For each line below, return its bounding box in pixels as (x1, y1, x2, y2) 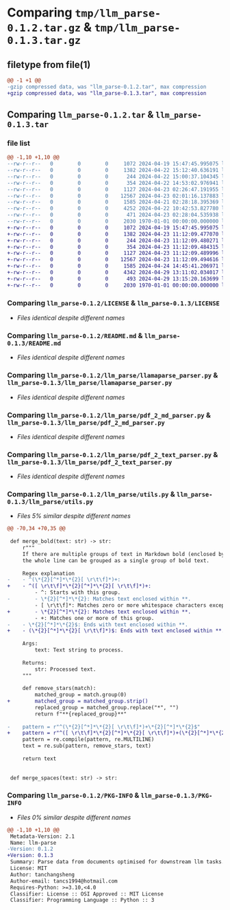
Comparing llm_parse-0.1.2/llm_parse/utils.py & (7, 489, 176, 499)
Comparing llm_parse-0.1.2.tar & (7, 109, 154, 121)
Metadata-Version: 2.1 (10, 833, 75, 840)
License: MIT (10, 865, 48, 872)
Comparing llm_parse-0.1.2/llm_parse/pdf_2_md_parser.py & (7, 410, 211, 420)
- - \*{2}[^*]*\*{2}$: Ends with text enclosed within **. (7, 621, 188, 628)
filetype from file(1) (7, 58, 91, 70)
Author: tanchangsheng (10, 871, 75, 878)
